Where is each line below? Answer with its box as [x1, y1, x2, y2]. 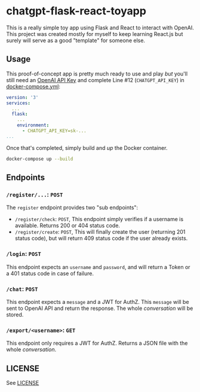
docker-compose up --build [6, 156, 73, 162]
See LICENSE [6, 379, 39, 387]
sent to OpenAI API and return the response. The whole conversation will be [6, 304, 193, 312]
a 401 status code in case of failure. [6, 270, 94, 277]
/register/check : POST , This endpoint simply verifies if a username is [14, 216, 184, 223]
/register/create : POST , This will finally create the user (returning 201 [14, 228, 186, 236]
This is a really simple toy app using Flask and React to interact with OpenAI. [6, 24, 194, 31]
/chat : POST [6, 285, 38, 293]
